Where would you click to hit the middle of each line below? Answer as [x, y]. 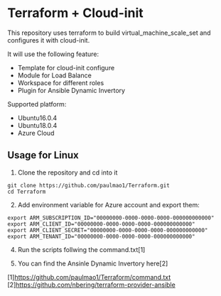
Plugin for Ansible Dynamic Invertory [71, 90]
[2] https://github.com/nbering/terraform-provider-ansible [91, 285]
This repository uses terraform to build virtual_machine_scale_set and [109, 33]
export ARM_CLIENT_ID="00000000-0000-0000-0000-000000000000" [101, 224]
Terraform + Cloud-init [75, 13]
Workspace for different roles [61, 82]
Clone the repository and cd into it [68, 172]
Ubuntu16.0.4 [37, 118]
